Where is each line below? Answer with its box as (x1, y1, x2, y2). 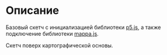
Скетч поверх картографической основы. (5, 42, 113, 49)
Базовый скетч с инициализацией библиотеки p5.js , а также (5, 24, 162, 31)
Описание (5, 4, 59, 18)
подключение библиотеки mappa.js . (5, 30, 99, 37)
